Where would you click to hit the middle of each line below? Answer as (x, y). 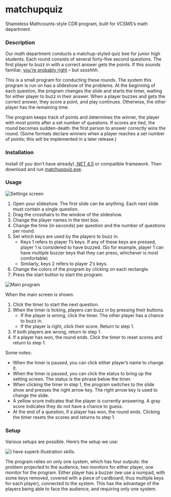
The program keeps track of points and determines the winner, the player (82, 117)
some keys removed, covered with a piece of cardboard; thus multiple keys (84, 478)
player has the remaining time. (37, 107)
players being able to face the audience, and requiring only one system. (81, 489)
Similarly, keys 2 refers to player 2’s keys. (64, 264)
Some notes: (19, 353)
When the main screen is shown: (40, 294)
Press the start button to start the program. (58, 274)
